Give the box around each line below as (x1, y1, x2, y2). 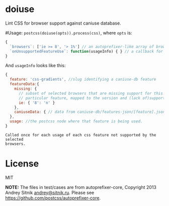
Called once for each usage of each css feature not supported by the (5, 132, 156, 137)
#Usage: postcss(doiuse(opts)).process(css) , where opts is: (5, 30, 132, 36)
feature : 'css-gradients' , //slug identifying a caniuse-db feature (10, 77, 156, 82)
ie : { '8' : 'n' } (18, 100, 55, 105)
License (5, 158, 39, 169)
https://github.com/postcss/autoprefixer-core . (5, 194, 101, 201)
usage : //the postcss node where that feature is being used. (10, 119, 143, 124)
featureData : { (10, 82, 39, 87)
